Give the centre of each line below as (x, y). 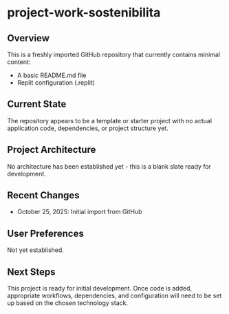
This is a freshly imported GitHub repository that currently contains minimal (114, 54)
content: (19, 62)
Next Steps (31, 272)
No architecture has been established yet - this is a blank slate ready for (109, 166)
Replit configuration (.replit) (56, 83)
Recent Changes (44, 195)
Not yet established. (35, 250)
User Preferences (45, 233)
